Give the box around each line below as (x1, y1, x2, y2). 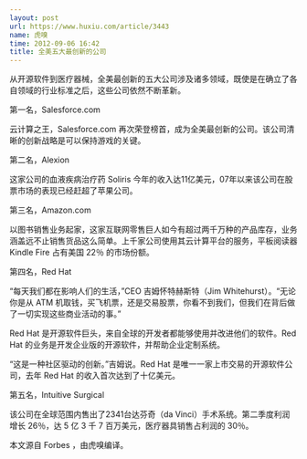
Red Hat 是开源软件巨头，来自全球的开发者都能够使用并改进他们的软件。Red (9, 328, 297, 339)
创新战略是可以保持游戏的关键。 (25, 135, 146, 146)
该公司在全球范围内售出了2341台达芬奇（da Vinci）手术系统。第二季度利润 (9, 409, 291, 420)
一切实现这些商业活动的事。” (16, 308, 122, 319)
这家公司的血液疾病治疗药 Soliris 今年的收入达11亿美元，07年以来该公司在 (9, 174, 286, 185)
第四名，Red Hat (9, 266, 72, 277)
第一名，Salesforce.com (9, 104, 101, 115)
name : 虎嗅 (9, 30, 48, 39)
